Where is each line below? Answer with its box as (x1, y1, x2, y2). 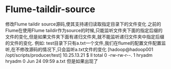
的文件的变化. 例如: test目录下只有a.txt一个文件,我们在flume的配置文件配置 (5, 40, 162, 46)
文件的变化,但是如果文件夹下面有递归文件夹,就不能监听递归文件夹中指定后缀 (5, 33, 165, 40)
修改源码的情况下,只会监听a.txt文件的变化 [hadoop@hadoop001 (20, 46, 154, 52)
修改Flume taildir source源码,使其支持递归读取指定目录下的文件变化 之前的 (5, 21, 161, 27)
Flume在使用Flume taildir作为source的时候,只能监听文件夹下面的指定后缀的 (5, 27, 163, 33)
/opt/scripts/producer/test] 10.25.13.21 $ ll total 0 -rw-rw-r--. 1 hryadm (5, 52, 153, 58)
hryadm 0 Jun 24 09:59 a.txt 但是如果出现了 (5, 58, 99, 64)
